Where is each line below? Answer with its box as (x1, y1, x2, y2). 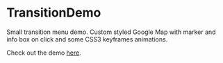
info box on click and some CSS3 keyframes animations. (6, 35, 168, 43)
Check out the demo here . (6, 48, 81, 57)
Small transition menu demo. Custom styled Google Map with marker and (6, 28, 216, 36)
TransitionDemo (6, 5, 101, 21)
